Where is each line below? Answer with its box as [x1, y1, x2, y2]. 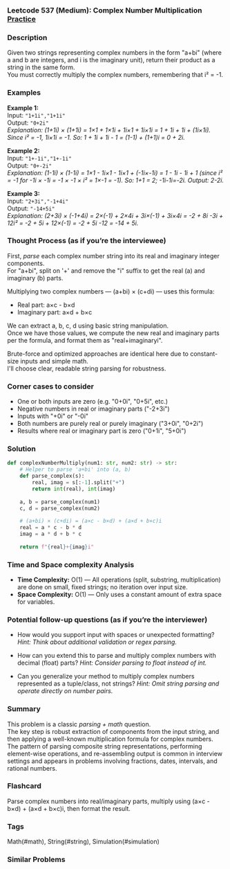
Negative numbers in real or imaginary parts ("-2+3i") [17, 404, 171, 413]
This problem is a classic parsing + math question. [7, 719, 151, 728]
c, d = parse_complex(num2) [19, 505, 100, 512]
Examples [7, 88, 41, 98]
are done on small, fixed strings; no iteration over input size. [17, 582, 188, 591]
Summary [7, 704, 41, 714]
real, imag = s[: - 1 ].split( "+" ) [32, 479, 126, 486]
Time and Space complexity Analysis [7, 559, 135, 569]
